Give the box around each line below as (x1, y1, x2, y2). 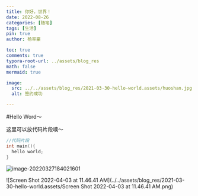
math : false (6, 64, 36, 69)
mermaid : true (6, 69, 41, 75)
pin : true (6, 31, 31, 37)
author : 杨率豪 (6, 36, 41, 42)
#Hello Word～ (6, 113, 42, 120)
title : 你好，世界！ (6, 8, 52, 15)
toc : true (6, 47, 31, 53)
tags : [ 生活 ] (6, 25, 37, 31)
